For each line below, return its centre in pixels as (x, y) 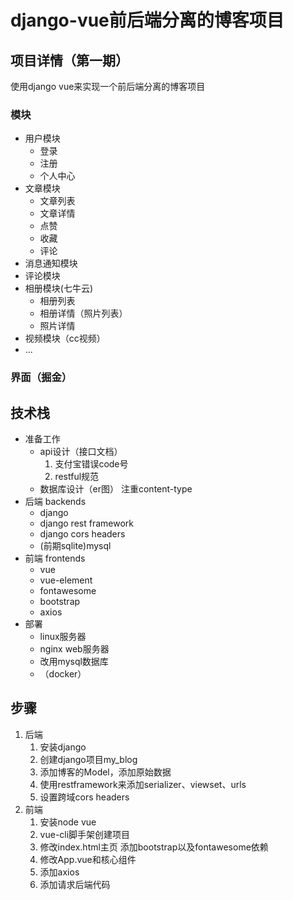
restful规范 (77, 477)
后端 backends (55, 502)
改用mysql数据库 (74, 662)
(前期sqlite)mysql (75, 546)
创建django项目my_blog (88, 759)
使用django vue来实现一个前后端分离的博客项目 (108, 86)
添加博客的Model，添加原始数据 (105, 772)
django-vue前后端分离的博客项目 (147, 20)
